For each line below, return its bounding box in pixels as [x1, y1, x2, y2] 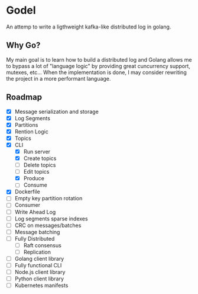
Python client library [14, 275, 64, 282]
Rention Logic [14, 128, 48, 135]
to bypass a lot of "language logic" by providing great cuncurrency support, [6, 62, 191, 69]
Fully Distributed [14, 235, 55, 242]
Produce [23, 175, 44, 182]
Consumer [14, 202, 41, 209]
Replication [23, 248, 51, 255]
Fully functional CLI [14, 262, 62, 269]
